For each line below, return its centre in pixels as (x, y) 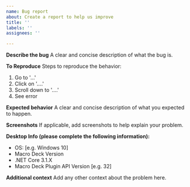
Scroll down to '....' (37, 90)
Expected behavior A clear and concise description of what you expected (95, 108)
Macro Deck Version (39, 154)
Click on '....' (29, 84)
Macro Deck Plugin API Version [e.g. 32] (63, 167)
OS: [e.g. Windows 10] (41, 148)
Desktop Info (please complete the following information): (78, 136)
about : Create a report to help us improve (60, 17)
